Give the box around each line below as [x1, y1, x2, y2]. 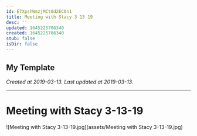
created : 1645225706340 [6, 30, 64, 36]
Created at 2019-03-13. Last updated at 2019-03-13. [6, 78, 134, 85]
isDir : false [6, 41, 38, 47]
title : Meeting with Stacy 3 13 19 [6, 14, 93, 20]
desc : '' [6, 19, 28, 25]
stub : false [6, 36, 35, 41]
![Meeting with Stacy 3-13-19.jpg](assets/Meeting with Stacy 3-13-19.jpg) [6, 123, 183, 130]
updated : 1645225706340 [6, 25, 64, 31]
